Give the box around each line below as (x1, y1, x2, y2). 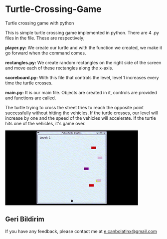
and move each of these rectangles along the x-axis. (5, 65, 114, 71)
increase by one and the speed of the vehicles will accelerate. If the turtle (5, 115, 156, 121)
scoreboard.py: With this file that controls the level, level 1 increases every (5, 74, 159, 80)
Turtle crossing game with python (5, 20, 74, 26)
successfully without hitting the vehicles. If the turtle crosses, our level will (5, 110, 158, 116)
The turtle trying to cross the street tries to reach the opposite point (5, 104, 144, 110)
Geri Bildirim (5, 215, 45, 224)
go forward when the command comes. (5, 50, 86, 56)
